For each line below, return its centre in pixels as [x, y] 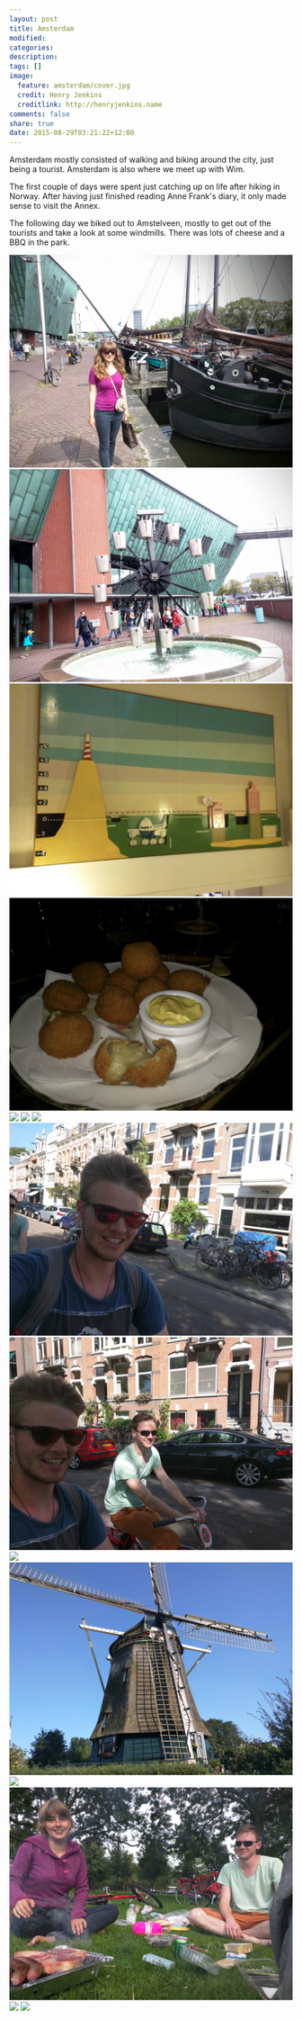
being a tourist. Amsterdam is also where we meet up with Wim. [127, 169]
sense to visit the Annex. [55, 206]
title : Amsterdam [42, 28]
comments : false [40, 114]
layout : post [34, 19]
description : [34, 57]
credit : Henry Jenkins [60, 95]
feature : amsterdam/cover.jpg [74, 86]
